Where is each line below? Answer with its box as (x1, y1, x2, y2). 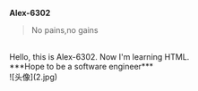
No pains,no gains (30, 25, 99, 35)
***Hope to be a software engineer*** (9, 62, 154, 71)
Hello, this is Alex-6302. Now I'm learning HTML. (9, 52, 190, 62)
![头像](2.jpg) (9, 71, 58, 82)
